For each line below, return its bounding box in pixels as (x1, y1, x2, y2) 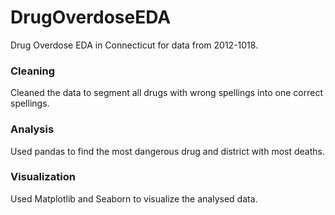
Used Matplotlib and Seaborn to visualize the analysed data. (10, 192, 258, 205)
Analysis (10, 122, 55, 136)
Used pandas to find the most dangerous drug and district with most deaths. (10, 145, 325, 157)
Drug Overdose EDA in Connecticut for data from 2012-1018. (10, 39, 259, 51)
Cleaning (10, 64, 56, 78)
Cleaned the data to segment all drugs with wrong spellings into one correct (10, 87, 323, 99)
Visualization (10, 170, 76, 184)
